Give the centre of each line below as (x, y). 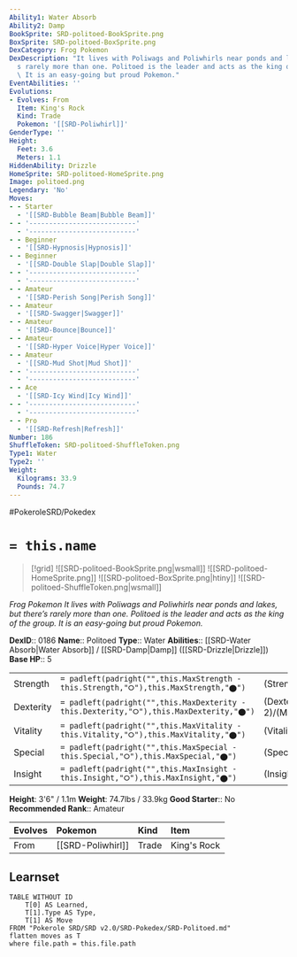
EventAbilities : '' (45, 83)
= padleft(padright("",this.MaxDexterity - (153, 702)
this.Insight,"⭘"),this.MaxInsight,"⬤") (148, 778)
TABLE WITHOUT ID (41, 898)
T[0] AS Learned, (57, 905)
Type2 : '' (27, 462)
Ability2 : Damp (37, 26)
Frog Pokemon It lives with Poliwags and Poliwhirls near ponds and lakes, (144, 605)
